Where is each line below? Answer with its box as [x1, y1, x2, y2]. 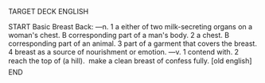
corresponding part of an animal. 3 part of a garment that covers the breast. [8, 39, 257, 48]
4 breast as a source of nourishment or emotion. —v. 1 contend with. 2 [8, 47, 240, 56]
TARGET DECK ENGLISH [8, 7, 89, 16]
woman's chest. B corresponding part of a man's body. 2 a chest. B [8, 31, 229, 40]
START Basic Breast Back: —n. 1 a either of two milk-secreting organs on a [8, 22, 253, 31]
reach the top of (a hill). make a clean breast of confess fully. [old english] [8, 56, 252, 66]
